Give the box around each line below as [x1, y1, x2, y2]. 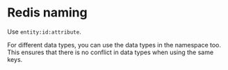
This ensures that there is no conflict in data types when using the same [7, 48, 214, 56]
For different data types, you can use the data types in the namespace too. [7, 40, 221, 49]
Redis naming [7, 5, 88, 21]
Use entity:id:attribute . [7, 27, 81, 36]
